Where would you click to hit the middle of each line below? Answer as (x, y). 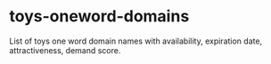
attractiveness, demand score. (65, 50)
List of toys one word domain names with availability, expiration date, (136, 41)
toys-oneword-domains (99, 16)
